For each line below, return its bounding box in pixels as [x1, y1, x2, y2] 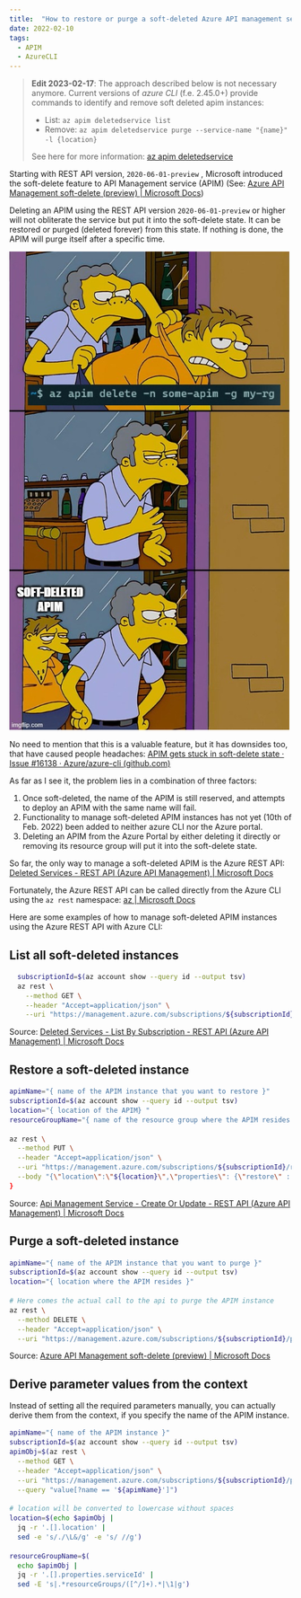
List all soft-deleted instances [9, 948, 179, 963]
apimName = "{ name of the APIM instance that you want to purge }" [9, 1258, 262, 1267]
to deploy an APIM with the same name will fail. [21, 802, 197, 813]
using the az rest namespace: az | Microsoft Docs [9, 895, 196, 905]
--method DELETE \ [17, 1315, 87, 1324]
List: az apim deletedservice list [44, 115, 172, 126]
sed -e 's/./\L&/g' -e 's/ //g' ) [17, 1532, 142, 1541]
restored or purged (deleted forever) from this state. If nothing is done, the [9, 225, 284, 235]
